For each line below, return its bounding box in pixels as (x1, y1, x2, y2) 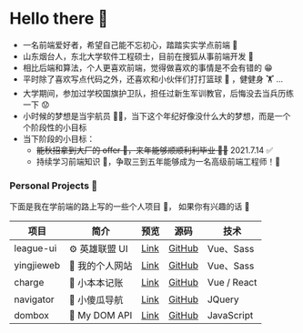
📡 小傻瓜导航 (68, 294, 124, 307)
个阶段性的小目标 (22, 122, 87, 133)
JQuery (207, 293, 239, 306)
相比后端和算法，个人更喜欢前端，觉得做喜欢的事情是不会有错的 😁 (22, 62, 273, 73)
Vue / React (207, 277, 258, 289)
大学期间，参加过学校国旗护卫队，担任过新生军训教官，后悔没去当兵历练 (22, 87, 294, 98)
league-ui (14, 242, 57, 255)
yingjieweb (14, 259, 61, 272)
